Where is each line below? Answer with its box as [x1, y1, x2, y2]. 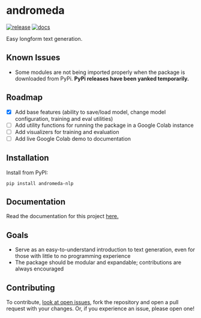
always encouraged [14, 265, 64, 272]
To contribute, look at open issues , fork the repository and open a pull [6, 299, 179, 306]
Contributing [6, 283, 55, 293]
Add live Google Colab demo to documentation [14, 135, 131, 142]
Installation [6, 153, 49, 163]
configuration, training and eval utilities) [14, 115, 113, 122]
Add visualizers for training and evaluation [14, 128, 119, 135]
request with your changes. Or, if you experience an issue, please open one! [6, 305, 195, 313]
